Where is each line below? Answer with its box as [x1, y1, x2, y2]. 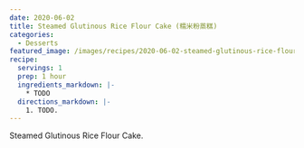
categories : [9, 30, 54, 39]
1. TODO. [25, 106, 59, 115]
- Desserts [17, 38, 59, 48]
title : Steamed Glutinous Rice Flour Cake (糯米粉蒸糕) [9, 22, 218, 31]
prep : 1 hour [17, 72, 67, 81]
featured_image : [9, 47, 71, 56]
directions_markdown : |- [17, 97, 111, 106]
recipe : [9, 55, 39, 64]
